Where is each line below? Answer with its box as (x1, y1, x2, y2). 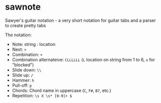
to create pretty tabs (5, 22, 46, 28)
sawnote (5, 1, 41, 13)
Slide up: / (12, 72, 34, 78)
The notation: (5, 32, 32, 38)
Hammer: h (12, 77, 35, 83)
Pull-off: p (12, 82, 32, 88)
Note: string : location (12, 41, 56, 47)
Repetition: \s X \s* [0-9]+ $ (12, 92, 72, 98)
